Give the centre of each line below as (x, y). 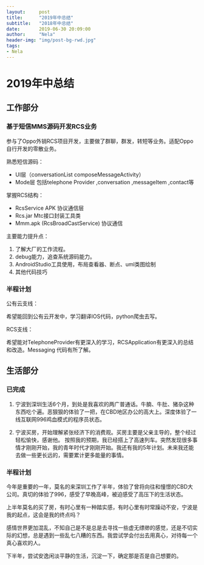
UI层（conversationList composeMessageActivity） (80, 175)
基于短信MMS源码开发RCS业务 (52, 127)
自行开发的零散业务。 (33, 148)
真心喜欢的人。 (25, 542)
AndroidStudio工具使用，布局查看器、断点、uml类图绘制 (85, 264)
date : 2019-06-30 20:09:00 (49, 29)
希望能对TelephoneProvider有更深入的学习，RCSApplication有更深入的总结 (100, 342)
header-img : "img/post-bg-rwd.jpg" (51, 40)
